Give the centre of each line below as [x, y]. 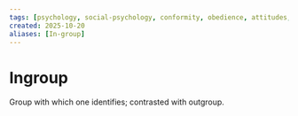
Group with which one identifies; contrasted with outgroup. [117, 102]
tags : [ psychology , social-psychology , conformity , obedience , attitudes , [150, 17]
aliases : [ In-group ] [47, 34]
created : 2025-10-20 [47, 26]
